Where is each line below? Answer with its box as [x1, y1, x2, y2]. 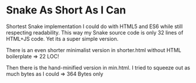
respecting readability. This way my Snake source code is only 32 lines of [6, 29, 184, 36]
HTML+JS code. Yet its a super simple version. [6, 35, 119, 42]
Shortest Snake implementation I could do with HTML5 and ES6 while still [6, 23, 183, 30]
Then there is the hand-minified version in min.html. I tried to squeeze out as [6, 64, 190, 71]
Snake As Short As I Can [6, 4, 126, 17]
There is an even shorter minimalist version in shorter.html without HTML [6, 46, 181, 53]
